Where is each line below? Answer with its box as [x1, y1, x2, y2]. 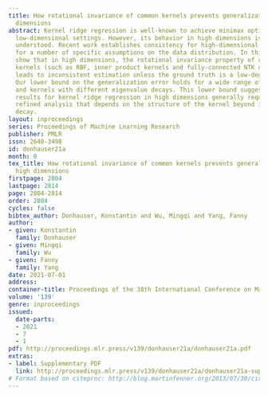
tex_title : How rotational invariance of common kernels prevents [8, 160, 234, 168]
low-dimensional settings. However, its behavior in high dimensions [15, 33, 251, 42]
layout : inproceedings [8, 115, 84, 123]
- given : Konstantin [8, 226, 77, 235]
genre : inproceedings [8, 300, 81, 308]
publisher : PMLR [8, 130, 62, 138]
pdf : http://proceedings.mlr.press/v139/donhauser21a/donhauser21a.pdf [8, 345, 251, 353]
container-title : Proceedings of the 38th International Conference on [8, 286, 251, 294]
